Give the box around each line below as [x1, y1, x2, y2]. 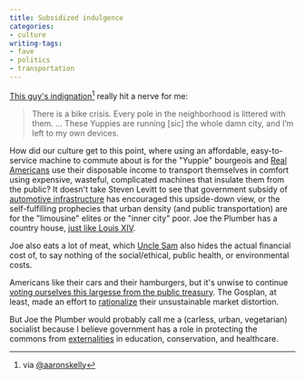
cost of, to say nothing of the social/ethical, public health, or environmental [9, 249, 290, 260]
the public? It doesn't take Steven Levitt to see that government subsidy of [9, 184, 288, 194]
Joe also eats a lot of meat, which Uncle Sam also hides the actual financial [9, 240, 291, 251]
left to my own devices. [31, 127, 120, 138]
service [9, 155, 38, 165]
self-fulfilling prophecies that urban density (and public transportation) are [9, 203, 288, 214]
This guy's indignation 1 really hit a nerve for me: [9, 88, 189, 101]
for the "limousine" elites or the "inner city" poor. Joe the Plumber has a [9, 213, 279, 224]
